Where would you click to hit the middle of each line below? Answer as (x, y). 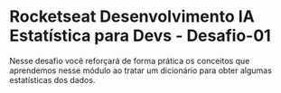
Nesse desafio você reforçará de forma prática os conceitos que (130, 60)
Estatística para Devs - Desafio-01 (140, 36)
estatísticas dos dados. (52, 79)
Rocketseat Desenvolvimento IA (132, 17)
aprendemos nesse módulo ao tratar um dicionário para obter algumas (141, 70)
